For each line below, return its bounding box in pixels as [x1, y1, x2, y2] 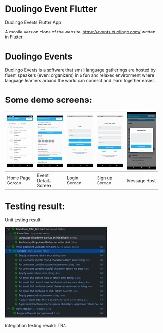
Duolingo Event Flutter [5, 3, 97, 15]
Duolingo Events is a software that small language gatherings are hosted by [5, 67, 156, 73]
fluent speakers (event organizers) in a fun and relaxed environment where [5, 72, 155, 78]
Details [37, 177, 51, 183]
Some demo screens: [5, 95, 92, 105]
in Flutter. [5, 34, 24, 40]
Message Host [127, 177, 156, 183]
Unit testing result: [5, 217, 42, 223]
